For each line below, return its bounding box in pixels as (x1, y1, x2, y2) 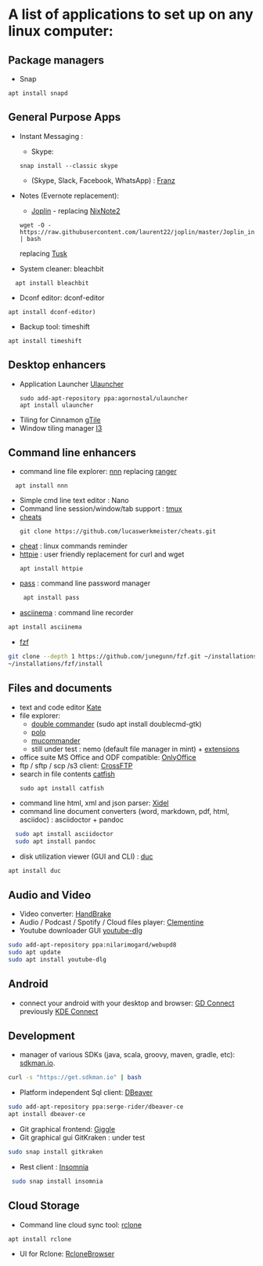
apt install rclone (8, 1235, 72, 1243)
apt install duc (8, 866, 61, 874)
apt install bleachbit (15, 279, 89, 287)
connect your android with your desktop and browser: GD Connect (19, 998, 235, 1008)
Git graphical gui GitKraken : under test (19, 1133, 146, 1143)
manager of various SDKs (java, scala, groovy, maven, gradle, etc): (19, 1050, 236, 1060)
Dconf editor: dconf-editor (19, 293, 105, 302)
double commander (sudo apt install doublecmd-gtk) (31, 719, 202, 728)
